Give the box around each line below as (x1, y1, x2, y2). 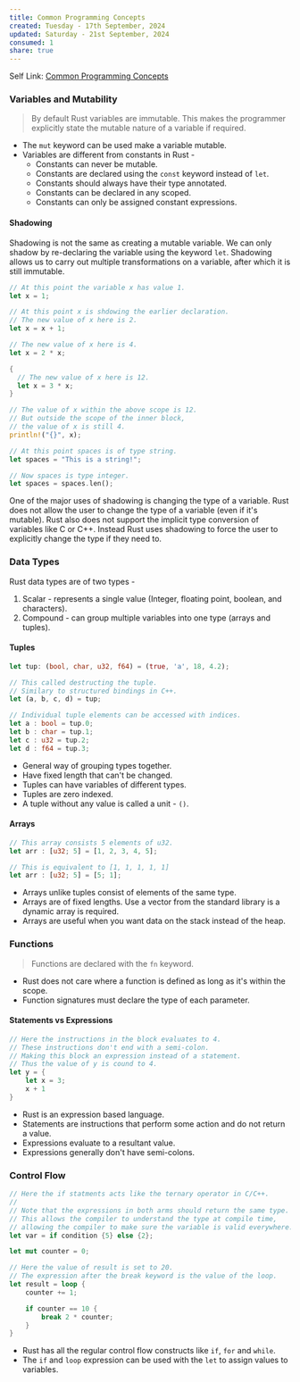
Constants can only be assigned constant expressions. (35, 197, 237, 208)
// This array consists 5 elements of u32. (9, 838, 174, 847)
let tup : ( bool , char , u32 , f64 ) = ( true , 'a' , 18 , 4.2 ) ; (9, 662, 230, 670)
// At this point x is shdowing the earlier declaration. (9, 307, 229, 317)
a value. (21, 1128, 52, 1138)
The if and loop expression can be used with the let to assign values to (21, 1354, 288, 1366)
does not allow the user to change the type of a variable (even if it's (9, 505, 258, 516)
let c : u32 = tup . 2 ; (9, 736, 90, 745)
